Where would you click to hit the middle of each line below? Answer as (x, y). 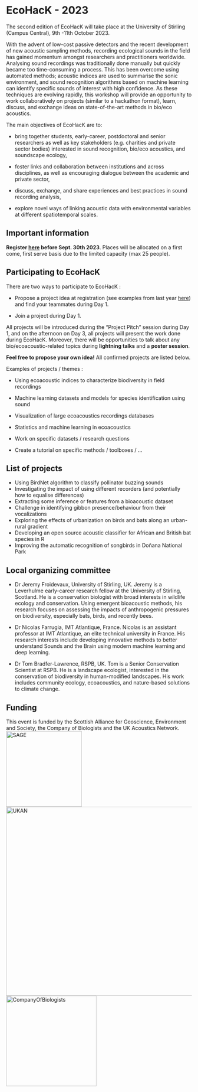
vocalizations (31, 514)
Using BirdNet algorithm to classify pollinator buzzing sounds (89, 483)
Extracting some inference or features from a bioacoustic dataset (94, 501)
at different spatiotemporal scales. (56, 214)
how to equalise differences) (49, 495)
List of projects (34, 468)
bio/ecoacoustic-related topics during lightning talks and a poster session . (98, 345)
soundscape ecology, (41, 155)
